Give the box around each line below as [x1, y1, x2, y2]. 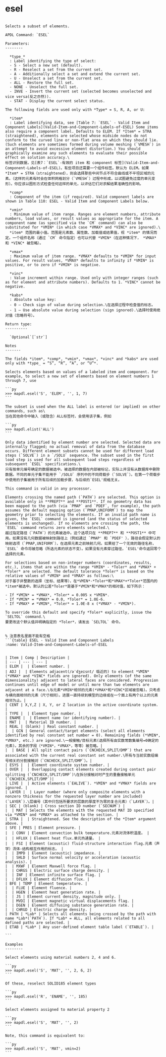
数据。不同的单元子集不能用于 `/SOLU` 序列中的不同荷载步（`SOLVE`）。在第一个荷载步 [5, 472, 161, 477]
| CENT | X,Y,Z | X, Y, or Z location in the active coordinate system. [5, 702, 159, 707]
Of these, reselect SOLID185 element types [5, 981, 97, 986]
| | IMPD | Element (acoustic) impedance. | [5, 850, 101, 855]
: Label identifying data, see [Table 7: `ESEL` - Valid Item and [9, 120, 150, 125]
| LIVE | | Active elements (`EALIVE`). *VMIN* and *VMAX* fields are [5, 780, 156, 786]
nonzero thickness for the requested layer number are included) [5, 794, 143, 799]
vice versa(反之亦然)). [5, 94, 51, 99]
